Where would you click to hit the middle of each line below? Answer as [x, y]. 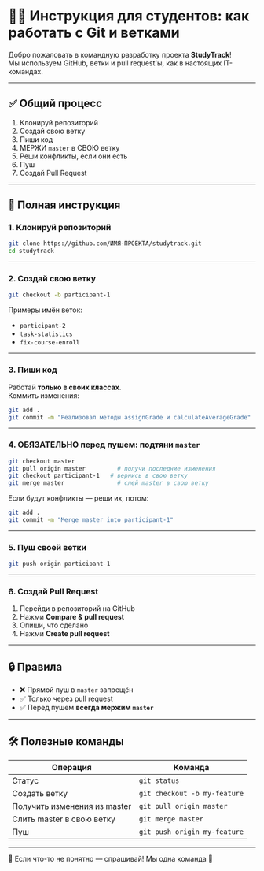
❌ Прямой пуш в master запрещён [76, 690]
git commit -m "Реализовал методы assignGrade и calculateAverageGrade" [130, 417]
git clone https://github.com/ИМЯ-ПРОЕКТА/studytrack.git [105, 244]
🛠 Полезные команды [66, 741]
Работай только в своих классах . [65, 387]
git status [159, 781]
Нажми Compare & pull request [71, 617]
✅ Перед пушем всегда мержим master [86, 708]
